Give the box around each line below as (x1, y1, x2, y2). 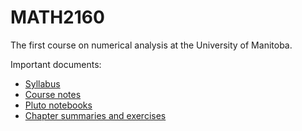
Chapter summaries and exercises (24, 109, 167, 121)
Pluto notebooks (24, 99, 93, 111)
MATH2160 (10, 6, 105, 29)
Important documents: (10, 58, 102, 70)
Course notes (24, 88, 82, 100)
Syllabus (24, 77, 61, 90)
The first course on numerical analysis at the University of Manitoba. (10, 39, 293, 51)
